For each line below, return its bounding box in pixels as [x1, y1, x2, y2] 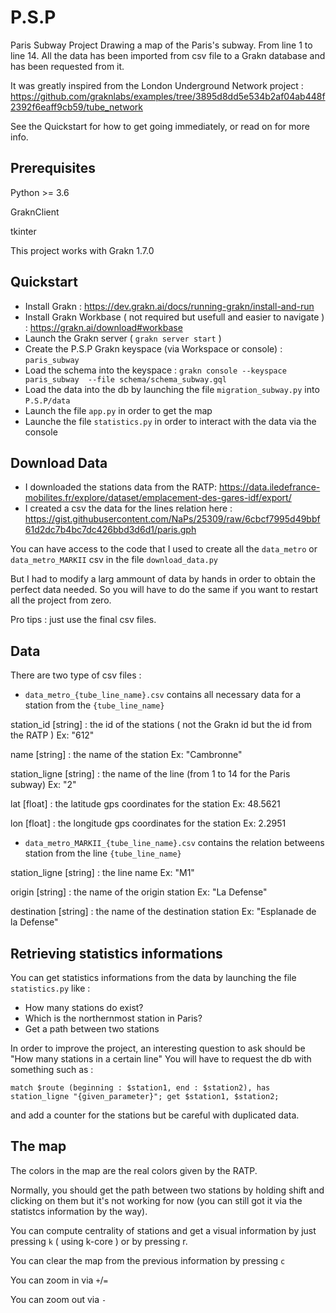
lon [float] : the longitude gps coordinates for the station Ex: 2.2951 [10, 817, 287, 830]
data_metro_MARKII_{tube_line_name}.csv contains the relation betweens [24, 837, 325, 849]
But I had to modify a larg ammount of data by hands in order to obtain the [10, 573, 316, 585]
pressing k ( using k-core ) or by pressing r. [10, 1235, 188, 1247]
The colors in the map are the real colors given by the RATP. [10, 1164, 258, 1176]
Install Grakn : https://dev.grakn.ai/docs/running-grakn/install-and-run [24, 300, 315, 312]
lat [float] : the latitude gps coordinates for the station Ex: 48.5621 [10, 798, 281, 810]
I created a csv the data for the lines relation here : [24, 502, 233, 515]
